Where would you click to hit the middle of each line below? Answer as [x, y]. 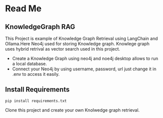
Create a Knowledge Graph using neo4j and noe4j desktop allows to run [85, 59]
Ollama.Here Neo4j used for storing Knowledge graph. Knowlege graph [77, 44]
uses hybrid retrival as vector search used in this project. [63, 49]
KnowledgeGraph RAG [40, 27]
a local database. [29, 64]
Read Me [23, 9]
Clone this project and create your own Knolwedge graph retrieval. [72, 110]
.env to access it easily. [36, 74]
